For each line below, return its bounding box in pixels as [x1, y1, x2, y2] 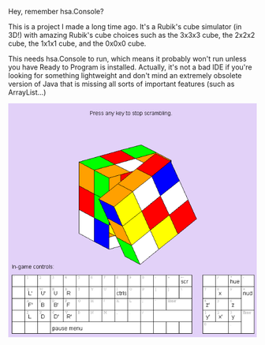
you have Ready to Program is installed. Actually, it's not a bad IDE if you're [8, 62, 252, 72]
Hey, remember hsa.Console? [8, 7, 104, 16]
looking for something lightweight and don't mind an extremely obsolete [8, 71, 242, 80]
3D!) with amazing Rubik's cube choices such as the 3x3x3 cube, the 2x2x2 [8, 31, 256, 39]
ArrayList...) [8, 88, 47, 97]
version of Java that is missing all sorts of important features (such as [8, 79, 235, 88]
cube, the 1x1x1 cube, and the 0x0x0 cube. [8, 39, 147, 48]
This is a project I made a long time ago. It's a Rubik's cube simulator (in [8, 22, 242, 31]
